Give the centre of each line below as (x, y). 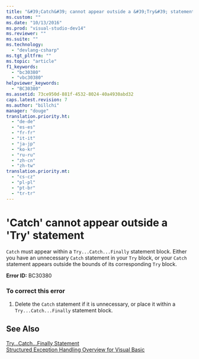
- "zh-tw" (23, 166)
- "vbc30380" (28, 78)
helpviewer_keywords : (33, 84)
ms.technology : (25, 45)
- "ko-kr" (23, 149)
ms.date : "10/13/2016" (34, 23)
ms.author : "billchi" (33, 105)
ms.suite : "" (22, 39)
